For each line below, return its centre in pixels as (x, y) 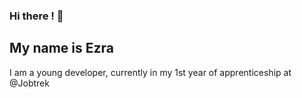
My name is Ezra (61, 48)
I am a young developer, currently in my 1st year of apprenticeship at (150, 72)
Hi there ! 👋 (36, 16)
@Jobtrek (29, 83)
